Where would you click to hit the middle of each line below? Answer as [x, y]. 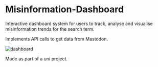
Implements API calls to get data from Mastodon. [57, 39]
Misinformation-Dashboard [65, 9]
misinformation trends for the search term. [50, 29]
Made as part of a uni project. [37, 59]
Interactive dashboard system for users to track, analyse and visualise [79, 24]
